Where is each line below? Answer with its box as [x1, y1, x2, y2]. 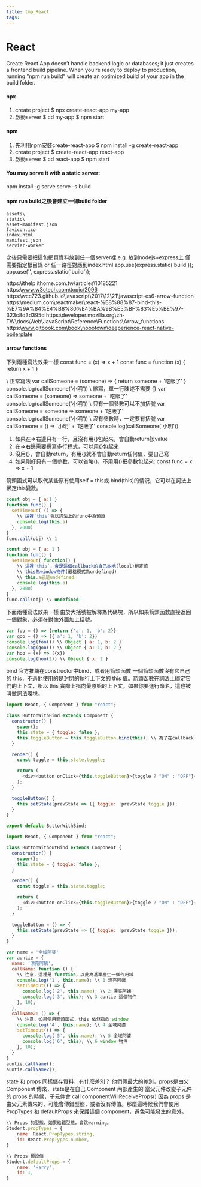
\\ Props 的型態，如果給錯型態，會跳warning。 [6, 1120, 112, 1126]
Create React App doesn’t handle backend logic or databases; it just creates [6, 60, 194, 67]
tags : [6, 14, 20, 20]
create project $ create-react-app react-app [14, 148, 124, 155]
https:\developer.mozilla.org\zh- [45, 311, 125, 319]
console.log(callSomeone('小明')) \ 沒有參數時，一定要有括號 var [6, 415, 166, 422]
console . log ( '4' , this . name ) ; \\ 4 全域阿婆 [17, 1021, 126, 1028]
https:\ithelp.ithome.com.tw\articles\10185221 [6, 280, 118, 287]
